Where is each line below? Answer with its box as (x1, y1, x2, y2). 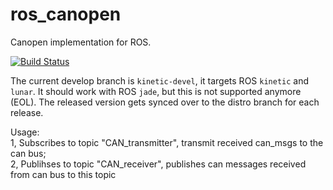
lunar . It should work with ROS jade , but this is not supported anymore (10, 85, 302, 97)
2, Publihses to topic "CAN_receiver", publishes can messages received (10, 158, 307, 170)
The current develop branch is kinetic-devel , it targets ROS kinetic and (10, 74, 310, 87)
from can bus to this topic (10, 168, 117, 180)
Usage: (10, 126, 40, 138)
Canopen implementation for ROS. (10, 36, 152, 48)
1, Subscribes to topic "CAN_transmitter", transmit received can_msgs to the (10, 136, 324, 148)
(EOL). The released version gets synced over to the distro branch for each (10, 96, 320, 108)
